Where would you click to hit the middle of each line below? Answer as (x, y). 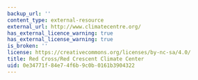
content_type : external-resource (56, 20)
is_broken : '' (28, 46)
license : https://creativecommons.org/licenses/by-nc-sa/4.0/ (99, 53)
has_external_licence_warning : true (60, 33)
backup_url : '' (29, 14)
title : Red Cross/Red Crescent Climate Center (76, 59)
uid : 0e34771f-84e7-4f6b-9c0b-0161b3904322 (71, 65)
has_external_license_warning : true (60, 40)
